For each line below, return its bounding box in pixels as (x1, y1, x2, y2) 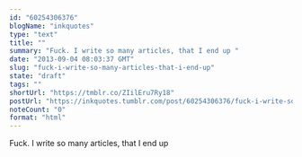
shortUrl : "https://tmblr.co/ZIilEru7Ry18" (9, 88, 175, 97)
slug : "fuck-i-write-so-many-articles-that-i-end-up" (9, 64, 216, 73)
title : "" (9, 38, 47, 48)
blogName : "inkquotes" (9, 22, 94, 31)
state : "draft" (9, 72, 67, 81)
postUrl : (9, 96, 42, 106)
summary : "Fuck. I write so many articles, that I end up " (9, 47, 240, 56)
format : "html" (9, 113, 67, 122)
